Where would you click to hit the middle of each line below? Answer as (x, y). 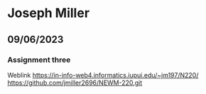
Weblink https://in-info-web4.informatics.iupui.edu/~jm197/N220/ (103, 75)
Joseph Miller (49, 13)
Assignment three (39, 60)
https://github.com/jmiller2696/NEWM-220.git (75, 83)
